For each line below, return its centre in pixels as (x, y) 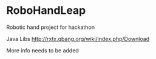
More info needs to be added (42, 50)
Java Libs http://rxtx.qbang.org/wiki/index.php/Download (78, 39)
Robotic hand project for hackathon (51, 27)
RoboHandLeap (46, 11)
